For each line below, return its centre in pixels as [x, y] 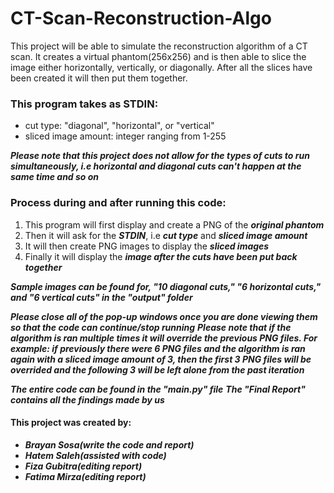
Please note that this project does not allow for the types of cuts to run [160, 156]
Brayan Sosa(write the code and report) [109, 444]
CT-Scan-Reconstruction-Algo [141, 18]
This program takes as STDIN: [84, 104]
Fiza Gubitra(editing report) [83, 466]
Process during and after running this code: [118, 203]
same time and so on [55, 177]
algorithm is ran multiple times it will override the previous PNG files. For [164, 338]
